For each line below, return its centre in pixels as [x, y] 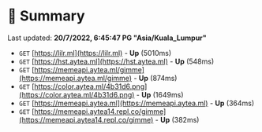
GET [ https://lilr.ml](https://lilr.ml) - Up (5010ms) [95, 53]
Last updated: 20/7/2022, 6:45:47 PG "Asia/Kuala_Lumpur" [107, 38]
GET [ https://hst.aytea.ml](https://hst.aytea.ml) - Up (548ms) [116, 61]
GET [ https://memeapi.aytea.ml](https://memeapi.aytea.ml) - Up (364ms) [137, 103]
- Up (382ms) [177, 119]
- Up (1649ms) [160, 94]
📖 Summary [46, 16]
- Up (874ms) [155, 78]
